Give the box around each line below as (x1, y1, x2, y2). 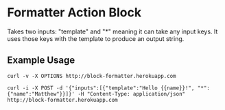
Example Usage (7, 55, 75, 66)
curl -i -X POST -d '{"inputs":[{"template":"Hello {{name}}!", (7, 84, 195, 92)
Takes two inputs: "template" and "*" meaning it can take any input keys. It (7, 27, 218, 36)
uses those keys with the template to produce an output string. (7, 34, 185, 42)
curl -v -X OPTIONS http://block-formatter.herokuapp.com (7, 72, 176, 79)
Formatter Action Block (7, 5, 142, 20)
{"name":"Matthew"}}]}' (7, 90, 75, 97)
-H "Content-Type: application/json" (78, 90, 186, 97)
